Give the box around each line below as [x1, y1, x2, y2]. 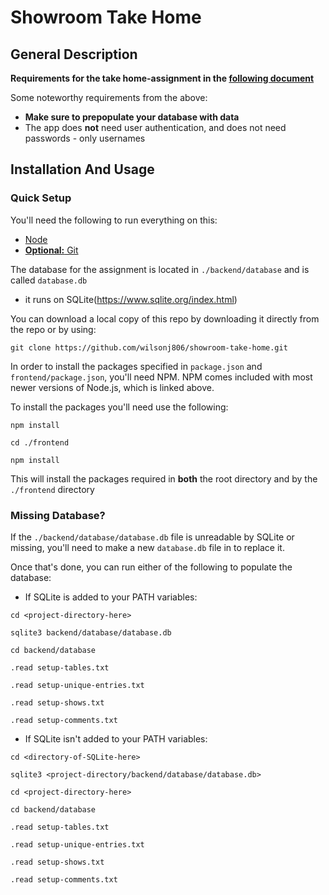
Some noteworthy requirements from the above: [10, 92, 208, 103]
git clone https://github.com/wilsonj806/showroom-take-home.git [10, 342, 288, 353]
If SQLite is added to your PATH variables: [24, 591, 198, 603]
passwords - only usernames [24, 132, 146, 144]
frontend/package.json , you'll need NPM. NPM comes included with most [10, 371, 313, 383]
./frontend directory [10, 483, 95, 495]
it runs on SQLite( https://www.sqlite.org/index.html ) [24, 293, 238, 305]
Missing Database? [10, 508, 106, 522]
